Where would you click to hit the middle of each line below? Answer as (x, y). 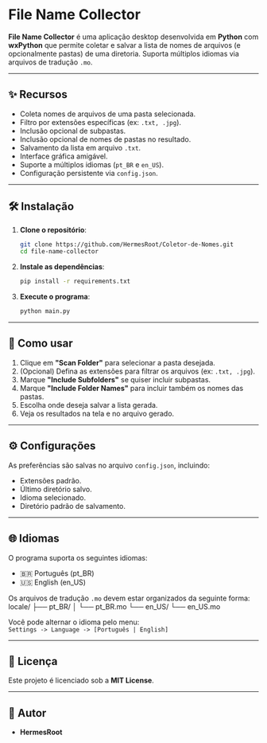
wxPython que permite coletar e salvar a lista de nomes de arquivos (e (124, 45)
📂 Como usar (41, 344)
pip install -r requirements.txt (75, 282)
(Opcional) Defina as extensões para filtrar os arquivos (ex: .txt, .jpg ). (137, 371)
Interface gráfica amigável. (64, 156)
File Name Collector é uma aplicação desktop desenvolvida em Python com (133, 37)
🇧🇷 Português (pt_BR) (57, 573)
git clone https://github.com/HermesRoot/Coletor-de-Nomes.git (127, 244)
